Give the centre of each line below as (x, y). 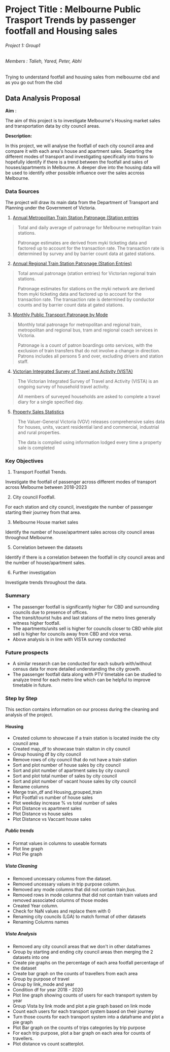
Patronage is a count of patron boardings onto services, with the (85, 345)
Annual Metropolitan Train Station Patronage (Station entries (75, 218)
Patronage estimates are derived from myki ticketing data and (82, 243)
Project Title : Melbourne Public (73, 9)
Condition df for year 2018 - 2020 (48, 990)
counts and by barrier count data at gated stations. (71, 305)
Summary (18, 596)
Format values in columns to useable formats (60, 843)
